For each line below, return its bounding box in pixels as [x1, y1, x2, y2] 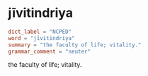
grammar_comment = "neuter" [8, 48, 91, 55]
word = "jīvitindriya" [8, 34, 75, 42]
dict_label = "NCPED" [8, 28, 72, 35]
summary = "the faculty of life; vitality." [8, 41, 142, 49]
